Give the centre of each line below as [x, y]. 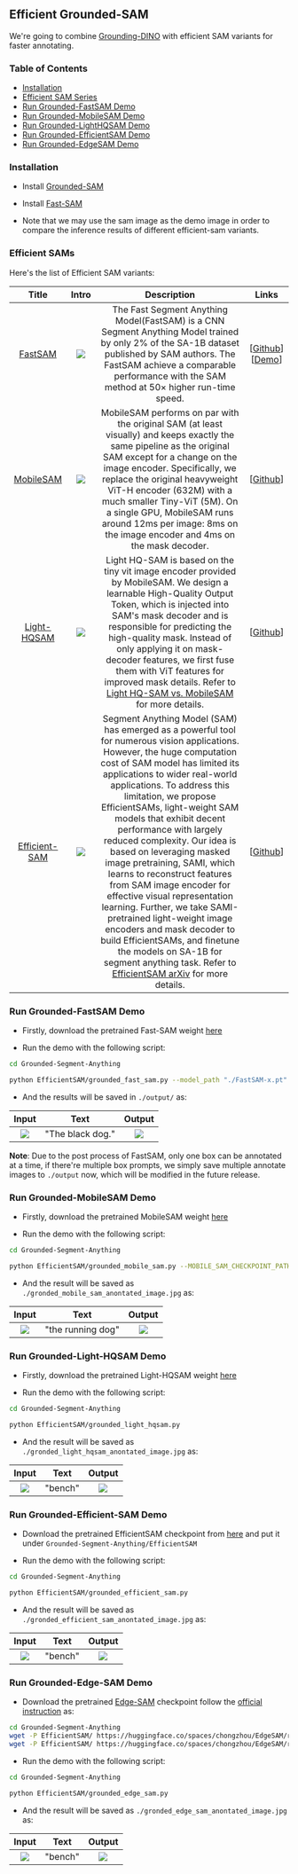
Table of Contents [49, 68]
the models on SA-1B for [170, 951]
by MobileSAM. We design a [170, 582]
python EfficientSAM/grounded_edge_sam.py [89, 1793]
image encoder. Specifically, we [170, 467]
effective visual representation [170, 896]
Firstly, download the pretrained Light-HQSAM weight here [129, 1376]
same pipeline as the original [170, 445]
